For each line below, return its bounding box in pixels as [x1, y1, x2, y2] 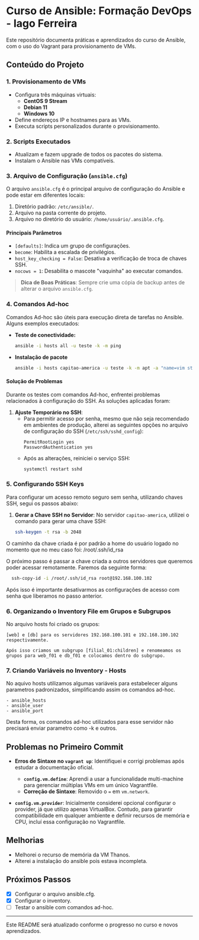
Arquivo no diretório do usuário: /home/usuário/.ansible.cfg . [14, 216, 165, 223]
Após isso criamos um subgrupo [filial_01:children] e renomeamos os [6, 647, 182, 653]
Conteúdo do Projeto [6, 60, 84, 70]
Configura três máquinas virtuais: [14, 91, 97, 98]
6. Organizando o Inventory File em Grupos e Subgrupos [6, 607, 171, 615]
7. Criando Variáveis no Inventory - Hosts [6, 666, 126, 675]
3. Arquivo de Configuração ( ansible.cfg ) [6, 172, 128, 180]
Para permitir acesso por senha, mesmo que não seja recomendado [23, 415, 190, 422]
